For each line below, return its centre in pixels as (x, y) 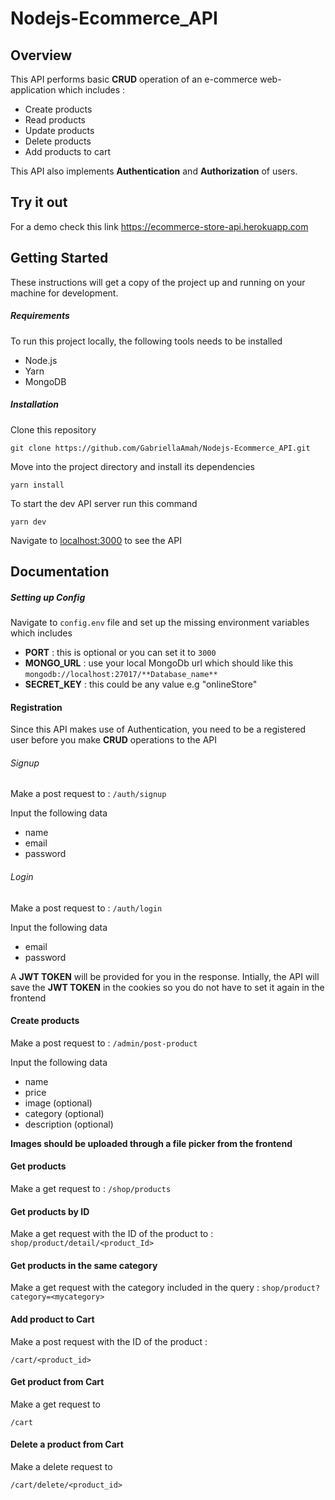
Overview (41, 55)
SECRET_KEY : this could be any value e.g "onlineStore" (141, 684)
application (33, 90)
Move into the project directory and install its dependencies (132, 466)
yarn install (37, 485)
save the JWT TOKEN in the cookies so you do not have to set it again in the (167, 987)
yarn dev (28, 522)
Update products (59, 130)
